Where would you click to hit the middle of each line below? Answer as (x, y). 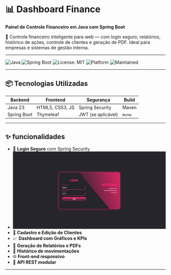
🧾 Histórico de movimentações (46, 251)
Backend (20, 100)
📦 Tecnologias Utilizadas (47, 84)
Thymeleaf (48, 114)
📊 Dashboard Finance (53, 9)
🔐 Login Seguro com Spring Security (51, 149)
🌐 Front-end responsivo (39, 256)
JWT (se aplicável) (98, 114)
